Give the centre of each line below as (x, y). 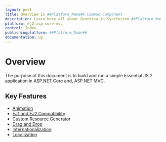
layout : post (19, 10)
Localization (25, 135)
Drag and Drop (27, 124)
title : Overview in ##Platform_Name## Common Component (64, 14)
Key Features (26, 96)
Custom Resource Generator (41, 119)
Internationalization (32, 129)
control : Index (21, 28)
